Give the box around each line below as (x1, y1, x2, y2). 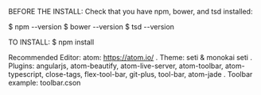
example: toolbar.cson (8, 78, 81, 87)
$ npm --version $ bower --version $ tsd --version (8, 22, 175, 31)
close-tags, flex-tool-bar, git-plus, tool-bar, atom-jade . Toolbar (45, 70, 253, 78)
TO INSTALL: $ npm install (8, 37, 95, 47)
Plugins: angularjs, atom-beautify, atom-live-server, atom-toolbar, (8, 61, 224, 70)
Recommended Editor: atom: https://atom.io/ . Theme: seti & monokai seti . (8, 53, 253, 62)
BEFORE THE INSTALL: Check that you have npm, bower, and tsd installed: (8, 7, 253, 16)
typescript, (8, 70, 44, 78)
